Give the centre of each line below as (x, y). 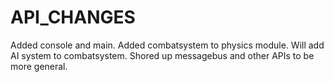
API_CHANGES (73, 17)
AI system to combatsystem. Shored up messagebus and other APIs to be (162, 55)
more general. (39, 66)
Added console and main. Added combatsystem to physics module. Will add (167, 45)
